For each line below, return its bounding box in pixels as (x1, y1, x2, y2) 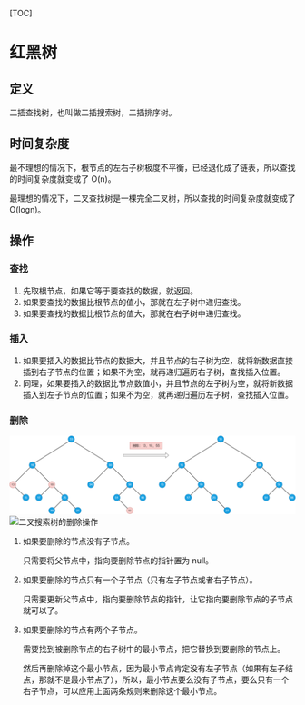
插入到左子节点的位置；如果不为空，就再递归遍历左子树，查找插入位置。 (22, 389, 293, 400)
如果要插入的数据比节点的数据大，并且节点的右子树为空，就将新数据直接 (22, 354, 293, 366)
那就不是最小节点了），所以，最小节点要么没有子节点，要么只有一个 (38, 674, 290, 685)
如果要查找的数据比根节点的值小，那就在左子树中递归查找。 (22, 296, 246, 307)
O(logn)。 (9, 204, 46, 214)
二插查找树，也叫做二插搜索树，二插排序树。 (9, 107, 177, 117)
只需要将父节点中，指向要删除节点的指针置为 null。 (22, 554, 214, 566)
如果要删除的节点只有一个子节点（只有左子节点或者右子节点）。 (22, 574, 258, 585)
